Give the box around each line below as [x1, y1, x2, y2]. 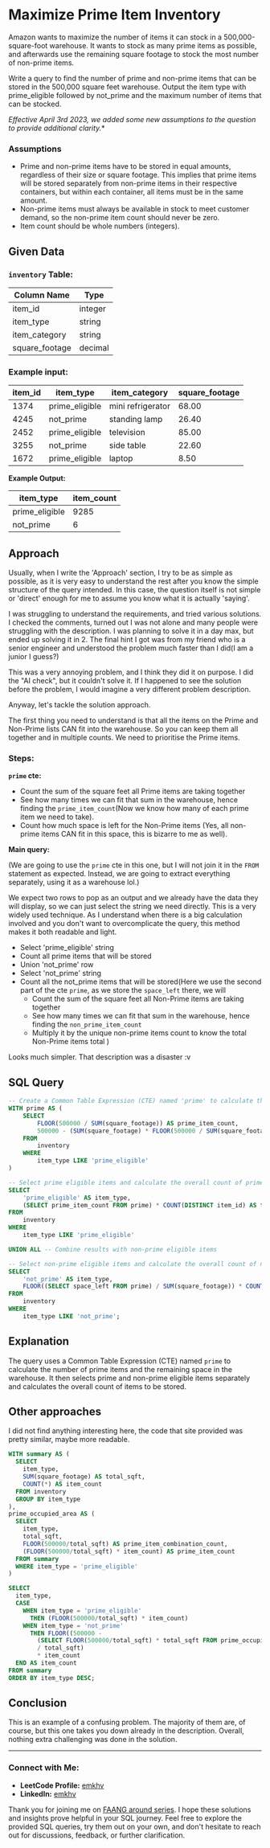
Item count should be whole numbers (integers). [19, 221, 180, 231]
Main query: [8, 845, 50, 854]
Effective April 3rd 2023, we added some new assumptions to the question [8, 114, 256, 124]
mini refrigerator [108, 400, 171, 412]
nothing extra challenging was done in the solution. [8, 1735, 178, 1744]
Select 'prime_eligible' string [19, 943, 114, 953]
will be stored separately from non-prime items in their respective [19, 178, 237, 188]
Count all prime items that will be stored [19, 951, 152, 961]
